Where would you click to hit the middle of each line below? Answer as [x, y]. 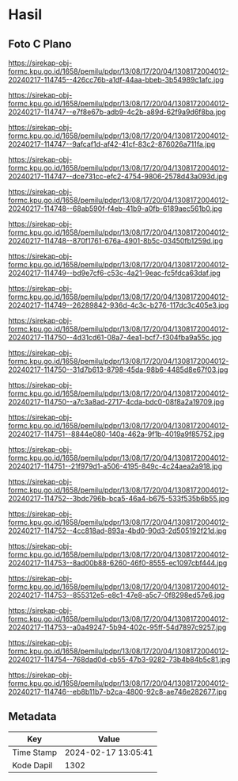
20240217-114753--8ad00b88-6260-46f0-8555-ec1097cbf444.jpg [118, 563]
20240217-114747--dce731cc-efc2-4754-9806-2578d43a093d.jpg [118, 176]
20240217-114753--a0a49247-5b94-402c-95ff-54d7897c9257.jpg [117, 627]
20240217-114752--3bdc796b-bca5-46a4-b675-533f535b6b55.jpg [119, 498]
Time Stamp [35, 752]
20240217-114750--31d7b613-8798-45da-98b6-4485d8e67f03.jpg [118, 369]
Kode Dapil [32, 765]
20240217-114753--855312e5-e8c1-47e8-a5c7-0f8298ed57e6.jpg [117, 595]
